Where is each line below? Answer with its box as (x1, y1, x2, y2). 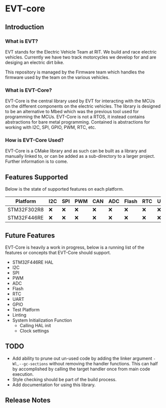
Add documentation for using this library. (12, 382, 96, 388)
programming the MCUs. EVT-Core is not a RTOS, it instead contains (5, 114, 145, 120)
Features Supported (5, 173, 68, 181)
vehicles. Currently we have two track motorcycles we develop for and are (5, 54, 157, 60)
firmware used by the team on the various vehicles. (5, 74, 110, 80)
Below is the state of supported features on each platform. (5, 186, 124, 192)
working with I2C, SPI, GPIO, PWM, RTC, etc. (5, 125, 96, 131)
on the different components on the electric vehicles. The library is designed (5, 103, 161, 109)
